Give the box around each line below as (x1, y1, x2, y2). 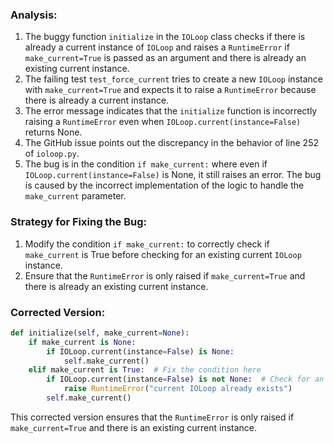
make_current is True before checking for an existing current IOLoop (24, 248, 302, 260)
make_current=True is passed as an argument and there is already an (24, 52, 307, 64)
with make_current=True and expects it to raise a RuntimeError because (24, 84, 317, 96)
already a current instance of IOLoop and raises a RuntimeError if (24, 41, 290, 53)
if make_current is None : (28, 337, 137, 347)
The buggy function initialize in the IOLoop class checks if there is (24, 31, 306, 43)
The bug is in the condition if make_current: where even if (24, 158, 268, 170)
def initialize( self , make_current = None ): (10, 328, 190, 338)
